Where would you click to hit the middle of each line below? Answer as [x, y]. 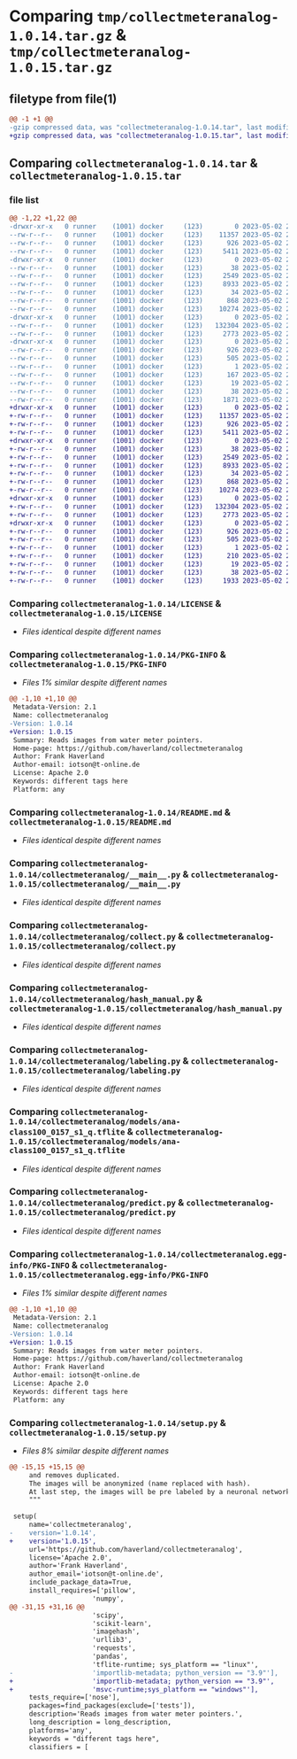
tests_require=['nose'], [75, 1698]
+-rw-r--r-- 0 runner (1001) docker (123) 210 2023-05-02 [146, 556]
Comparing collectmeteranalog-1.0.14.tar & [133, 163]
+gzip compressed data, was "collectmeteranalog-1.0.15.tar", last [136, 136]
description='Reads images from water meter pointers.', [136, 1714]
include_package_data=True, [80, 1583]
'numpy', [108, 1599]
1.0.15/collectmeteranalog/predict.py [93, 1213]
